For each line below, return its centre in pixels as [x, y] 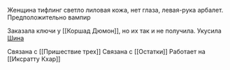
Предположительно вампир [49, 17]
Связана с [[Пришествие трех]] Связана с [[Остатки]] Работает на [107, 52]
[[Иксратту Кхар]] [34, 59]
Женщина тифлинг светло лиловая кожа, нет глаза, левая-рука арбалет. [115, 10]
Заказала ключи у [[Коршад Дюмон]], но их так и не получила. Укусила [114, 31]
